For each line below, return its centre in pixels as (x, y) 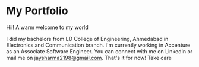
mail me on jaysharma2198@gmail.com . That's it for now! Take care (89, 58)
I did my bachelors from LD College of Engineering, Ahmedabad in (87, 39)
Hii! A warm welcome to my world (47, 27)
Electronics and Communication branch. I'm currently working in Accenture (98, 45)
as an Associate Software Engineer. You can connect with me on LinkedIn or (99, 51)
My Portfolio (37, 11)
